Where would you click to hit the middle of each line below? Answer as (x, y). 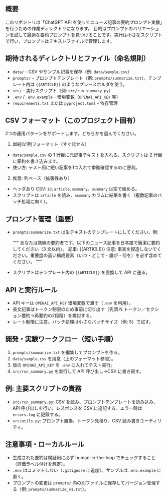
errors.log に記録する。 (38, 414)
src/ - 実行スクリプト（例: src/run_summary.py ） (63, 90)
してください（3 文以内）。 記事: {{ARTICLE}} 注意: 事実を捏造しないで (85, 249)
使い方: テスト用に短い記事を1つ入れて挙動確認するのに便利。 (76, 167)
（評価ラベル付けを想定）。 (40, 464)
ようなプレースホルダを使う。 (97, 84)
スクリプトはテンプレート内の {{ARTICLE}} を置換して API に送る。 (81, 272)
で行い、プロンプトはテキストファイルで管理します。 (60, 41)
